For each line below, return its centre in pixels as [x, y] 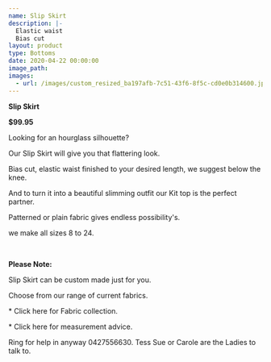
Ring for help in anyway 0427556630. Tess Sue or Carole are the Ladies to [132, 342]
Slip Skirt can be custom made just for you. [80, 280]
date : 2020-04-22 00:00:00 [54, 61]
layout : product [35, 46]
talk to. [20, 351]
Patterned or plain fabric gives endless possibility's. [94, 217]
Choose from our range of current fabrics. [78, 295]
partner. [21, 202]
